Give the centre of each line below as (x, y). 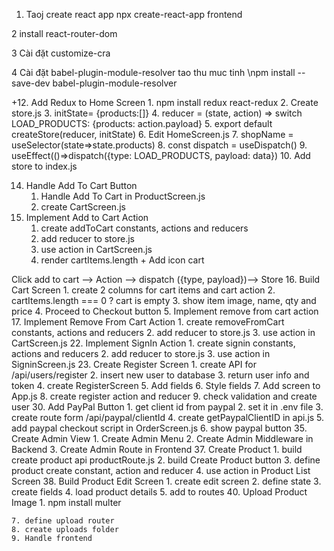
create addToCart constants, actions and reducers (144, 228)
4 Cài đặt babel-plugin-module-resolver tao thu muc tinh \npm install (153, 72)
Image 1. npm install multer (66, 502)
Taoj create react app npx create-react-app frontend (134, 14)
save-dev (31, 83)
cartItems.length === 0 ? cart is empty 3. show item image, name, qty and (164, 300)
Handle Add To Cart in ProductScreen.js (123, 196)
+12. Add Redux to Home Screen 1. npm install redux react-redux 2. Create (165, 102)
